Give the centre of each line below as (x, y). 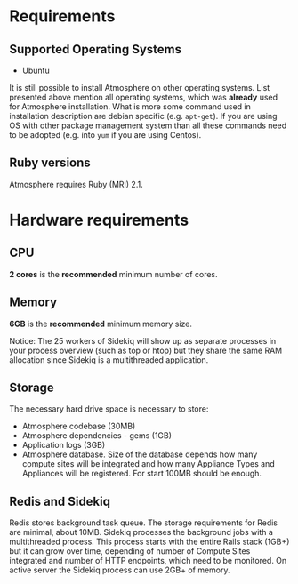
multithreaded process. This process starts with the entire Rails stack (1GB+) (149, 542)
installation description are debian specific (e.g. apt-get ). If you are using (143, 116)
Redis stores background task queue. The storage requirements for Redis (144, 523)
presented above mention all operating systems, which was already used (144, 97)
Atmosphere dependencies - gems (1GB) (97, 436)
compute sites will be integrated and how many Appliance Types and (148, 464)
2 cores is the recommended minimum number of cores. (113, 274)
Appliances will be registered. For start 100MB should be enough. (142, 474)
